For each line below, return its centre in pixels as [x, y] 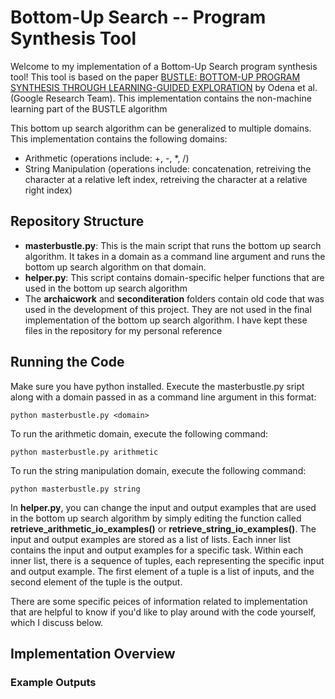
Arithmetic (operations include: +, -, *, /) [107, 158]
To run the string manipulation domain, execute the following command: [158, 470]
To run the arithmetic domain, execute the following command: [139, 433]
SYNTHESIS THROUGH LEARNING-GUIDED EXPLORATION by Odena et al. [164, 87]
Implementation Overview [93, 653]
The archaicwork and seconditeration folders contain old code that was [174, 298]
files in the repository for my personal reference [123, 330]
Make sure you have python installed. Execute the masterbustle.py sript [157, 386]
